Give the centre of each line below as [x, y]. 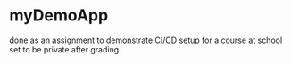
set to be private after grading [64, 49]
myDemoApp [59, 16]
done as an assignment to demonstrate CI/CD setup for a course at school [146, 40]
